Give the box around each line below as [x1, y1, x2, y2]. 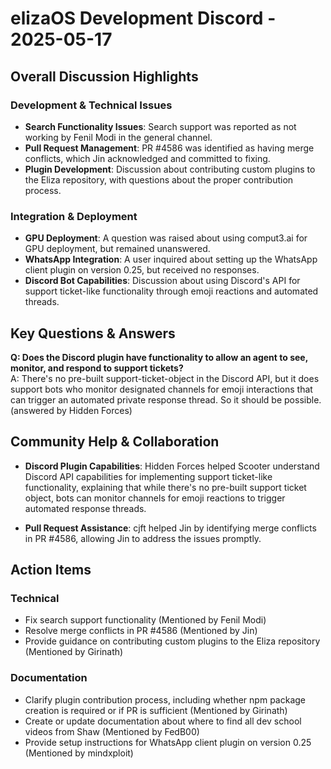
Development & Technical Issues [10, 98, 173, 112]
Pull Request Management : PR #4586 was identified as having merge [24, 142, 315, 154]
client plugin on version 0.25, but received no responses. [24, 264, 260, 276]
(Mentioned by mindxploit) [24, 747, 134, 759]
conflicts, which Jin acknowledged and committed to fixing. [24, 152, 271, 164]
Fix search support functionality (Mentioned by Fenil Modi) [24, 614, 267, 626]
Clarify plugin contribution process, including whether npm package [24, 693, 306, 706]
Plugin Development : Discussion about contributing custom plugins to [24, 163, 316, 175]
